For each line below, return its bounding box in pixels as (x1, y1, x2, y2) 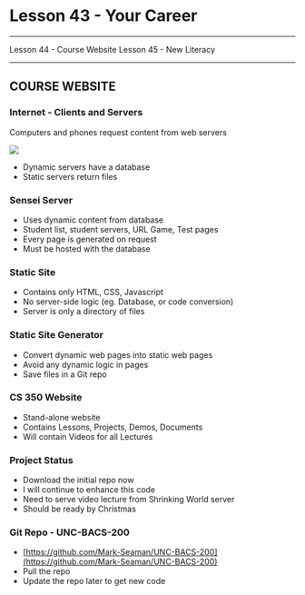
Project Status (9, 453, 74, 466)
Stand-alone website (22, 412, 101, 422)
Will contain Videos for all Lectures (22, 431, 153, 441)
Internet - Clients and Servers (9, 106, 143, 119)
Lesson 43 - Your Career (9, 5, 198, 26)
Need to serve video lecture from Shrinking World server (22, 494, 235, 505)
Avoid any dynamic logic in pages (22, 359, 149, 370)
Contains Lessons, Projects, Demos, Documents (22, 421, 203, 432)
